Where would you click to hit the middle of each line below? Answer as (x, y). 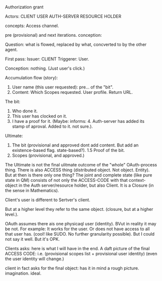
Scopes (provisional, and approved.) (48, 155)
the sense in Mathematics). (32, 190)
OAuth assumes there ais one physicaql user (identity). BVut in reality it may (81, 224)
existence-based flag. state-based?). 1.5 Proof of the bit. (68, 150)
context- (137, 180)
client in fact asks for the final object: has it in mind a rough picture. (72, 268)
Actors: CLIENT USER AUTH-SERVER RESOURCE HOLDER (63, 16)
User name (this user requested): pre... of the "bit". (63, 87)
